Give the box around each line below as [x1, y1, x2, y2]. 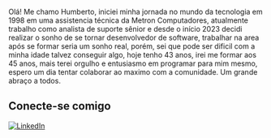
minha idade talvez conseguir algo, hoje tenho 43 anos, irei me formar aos [8, 50, 257, 59]
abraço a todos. [8, 76, 61, 85]
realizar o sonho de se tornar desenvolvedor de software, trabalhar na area [8, 32, 260, 42]
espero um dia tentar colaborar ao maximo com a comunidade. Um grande [8, 67, 258, 76]
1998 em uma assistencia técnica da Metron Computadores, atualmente [8, 15, 249, 25]
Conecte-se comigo [8, 99, 111, 113]
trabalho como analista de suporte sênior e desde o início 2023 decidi [8, 24, 243, 33]
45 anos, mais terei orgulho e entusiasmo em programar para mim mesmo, [8, 58, 258, 68]
